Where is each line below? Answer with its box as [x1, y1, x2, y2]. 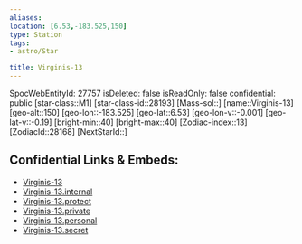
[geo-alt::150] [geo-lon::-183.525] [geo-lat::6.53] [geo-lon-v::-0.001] [9, 108, 264, 117]
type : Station [9, 30, 63, 39]
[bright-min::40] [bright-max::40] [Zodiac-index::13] [53, 117, 248, 127]
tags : [9, 38, 30, 48]
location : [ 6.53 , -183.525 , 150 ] [9, 22, 127, 31]
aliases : [9, 13, 42, 23]
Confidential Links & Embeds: [9, 153, 179, 168]
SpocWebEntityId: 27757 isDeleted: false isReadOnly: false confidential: [9, 88, 276, 99]
